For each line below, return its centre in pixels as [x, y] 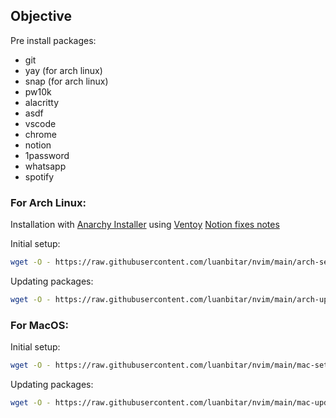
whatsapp [45, 166]
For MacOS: [39, 325]
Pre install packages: [53, 40]
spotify [39, 176]
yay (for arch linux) [63, 70]
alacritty [42, 102]
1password [47, 155]
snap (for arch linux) [66, 81]
